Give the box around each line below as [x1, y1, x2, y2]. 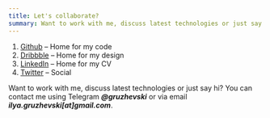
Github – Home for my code [19, 41, 112, 51]
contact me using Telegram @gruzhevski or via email [8, 91, 188, 101]
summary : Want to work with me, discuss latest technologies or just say [8, 19, 263, 27]
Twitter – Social [19, 67, 72, 77]
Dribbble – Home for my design [19, 50, 124, 60]
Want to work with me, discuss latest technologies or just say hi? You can [8, 82, 253, 93]
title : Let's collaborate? [8, 11, 99, 20]
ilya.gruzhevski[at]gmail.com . [8, 100, 113, 110]
